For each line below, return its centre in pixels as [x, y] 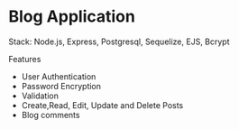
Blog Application [72, 17]
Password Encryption [61, 86]
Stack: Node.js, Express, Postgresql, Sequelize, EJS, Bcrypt [119, 41]
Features [25, 59]
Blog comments [51, 115]
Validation [40, 96]
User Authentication [59, 76]
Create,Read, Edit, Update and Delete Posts [102, 105]
